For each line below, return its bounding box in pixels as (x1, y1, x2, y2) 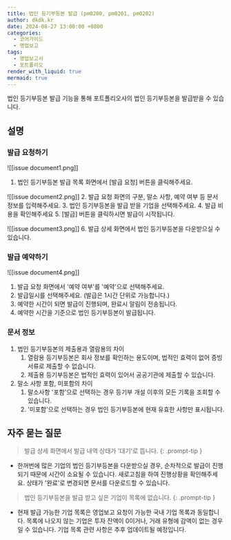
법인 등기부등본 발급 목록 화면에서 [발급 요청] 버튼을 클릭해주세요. (17, 178, 193, 187)
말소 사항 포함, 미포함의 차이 (17, 379, 93, 387)
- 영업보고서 (13, 55, 43, 62)
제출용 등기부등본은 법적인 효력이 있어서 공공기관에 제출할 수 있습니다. (27, 371, 216, 379)
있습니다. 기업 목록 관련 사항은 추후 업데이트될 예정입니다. (32, 525, 187, 534)
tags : (7, 49, 23, 56)
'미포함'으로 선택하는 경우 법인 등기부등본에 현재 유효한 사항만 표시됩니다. (27, 405, 225, 413)
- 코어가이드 (13, 36, 43, 43)
